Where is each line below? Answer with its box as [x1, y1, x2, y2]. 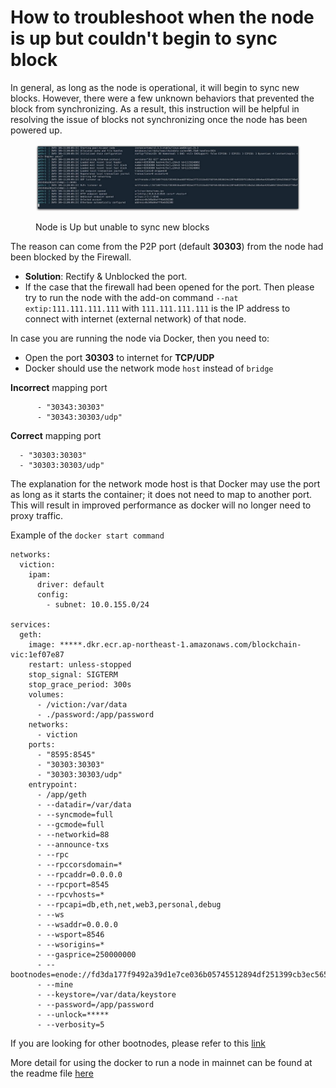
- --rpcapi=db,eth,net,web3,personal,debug [36, 899, 222, 910]
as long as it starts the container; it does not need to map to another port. [10, 488, 313, 500]
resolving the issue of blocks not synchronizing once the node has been [10, 113, 308, 125]
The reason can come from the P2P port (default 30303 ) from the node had [10, 240, 324, 252]
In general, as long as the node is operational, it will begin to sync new [10, 81, 300, 93]
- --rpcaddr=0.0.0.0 [36, 869, 123, 880]
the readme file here [10, 1067, 94, 1079]
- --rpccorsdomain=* [36, 859, 123, 870]
